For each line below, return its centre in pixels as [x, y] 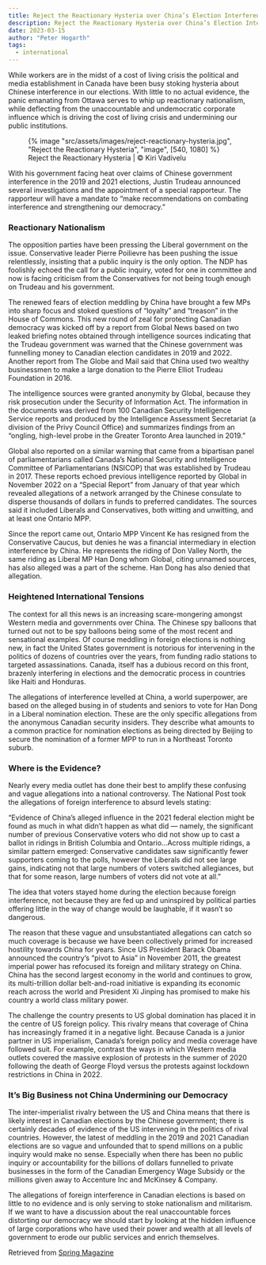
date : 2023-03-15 [37, 30]
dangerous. [27, 917]
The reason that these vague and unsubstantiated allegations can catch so [130, 932]
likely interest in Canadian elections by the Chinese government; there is [126, 1121]
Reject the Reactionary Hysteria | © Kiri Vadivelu [107, 158]
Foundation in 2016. [40, 379]
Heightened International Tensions [76, 597]
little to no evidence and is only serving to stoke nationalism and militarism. [130, 1204]
